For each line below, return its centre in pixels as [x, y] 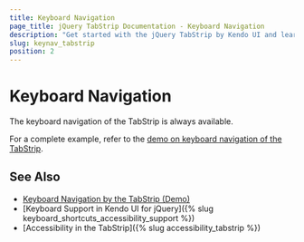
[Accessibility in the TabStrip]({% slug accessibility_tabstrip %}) [141, 227]
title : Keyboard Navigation [62, 18]
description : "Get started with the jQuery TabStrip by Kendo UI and [143, 34]
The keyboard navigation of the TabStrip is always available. [121, 121]
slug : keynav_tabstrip [52, 43]
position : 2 [32, 52]
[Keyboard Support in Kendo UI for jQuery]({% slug [118, 208]
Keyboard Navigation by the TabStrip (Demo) [106, 198]
